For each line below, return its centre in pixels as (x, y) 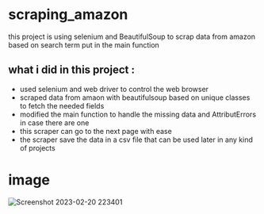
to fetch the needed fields (62, 105)
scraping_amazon (68, 15)
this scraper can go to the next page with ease (96, 131)
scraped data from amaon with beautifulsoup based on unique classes (135, 97)
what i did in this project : (71, 70)
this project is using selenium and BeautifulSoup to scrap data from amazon (132, 36)
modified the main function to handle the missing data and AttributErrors (138, 114)
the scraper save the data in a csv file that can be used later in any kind (136, 139)
